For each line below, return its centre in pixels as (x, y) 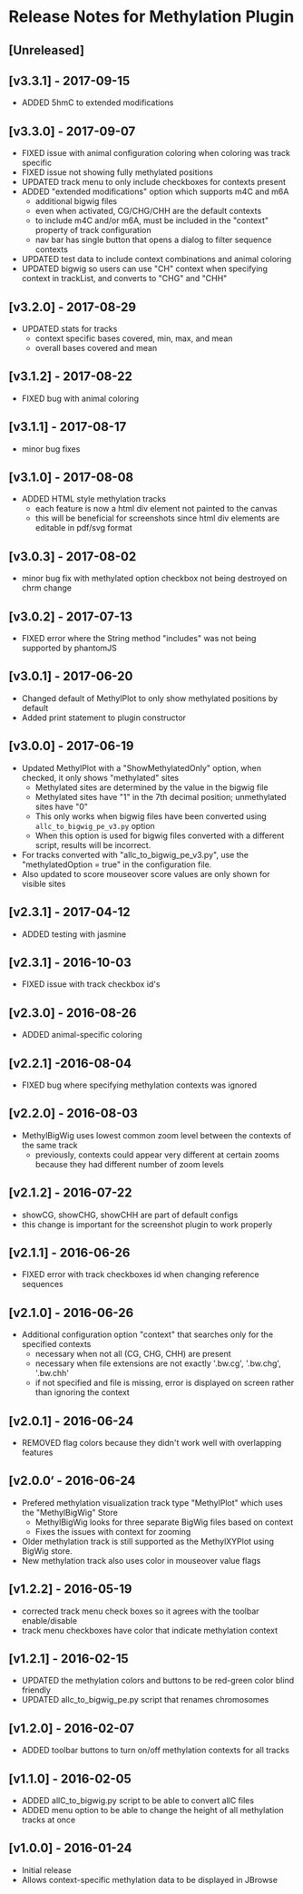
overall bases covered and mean (96, 348)
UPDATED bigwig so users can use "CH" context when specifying (145, 268)
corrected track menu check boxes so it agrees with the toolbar (140, 1611)
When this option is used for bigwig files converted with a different (160, 835)
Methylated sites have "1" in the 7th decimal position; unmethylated (161, 796)
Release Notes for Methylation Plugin (151, 17)
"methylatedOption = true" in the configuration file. (117, 864)
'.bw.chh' (52, 1373)
